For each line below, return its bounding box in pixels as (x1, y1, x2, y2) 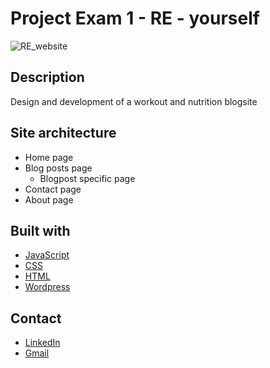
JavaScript (24, 249, 70, 261)
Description (10, 69, 85, 86)
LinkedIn (24, 337, 61, 349)
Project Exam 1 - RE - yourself (10, 7, 260, 30)
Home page (24, 151, 74, 163)
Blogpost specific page (39, 172, 136, 184)
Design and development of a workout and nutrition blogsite (10, 95, 258, 107)
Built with (10, 222, 71, 239)
